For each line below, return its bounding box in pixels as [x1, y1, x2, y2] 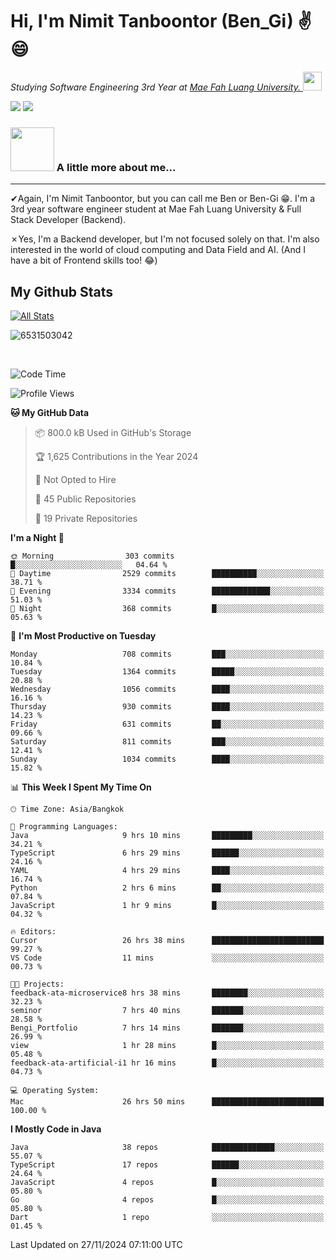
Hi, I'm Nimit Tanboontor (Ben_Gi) [10, 10, 294, 33]
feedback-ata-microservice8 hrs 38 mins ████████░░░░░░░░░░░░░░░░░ [10, 988, 325, 998]
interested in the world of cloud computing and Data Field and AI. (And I [10, 244, 306, 256]
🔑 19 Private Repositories [34, 513, 138, 525]
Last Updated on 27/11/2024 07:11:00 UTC [10, 1239, 183, 1251]
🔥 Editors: [10, 927, 57, 937]
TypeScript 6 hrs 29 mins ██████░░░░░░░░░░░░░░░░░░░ [10, 848, 325, 858]
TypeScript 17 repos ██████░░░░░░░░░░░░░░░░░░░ [10, 1160, 325, 1170]
